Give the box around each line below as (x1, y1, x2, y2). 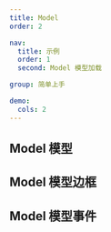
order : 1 (17, 55, 51, 65)
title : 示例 (17, 46, 61, 55)
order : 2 (9, 22, 43, 31)
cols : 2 (17, 105, 47, 114)
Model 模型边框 (9, 175, 97, 190)
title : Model (9, 13, 59, 23)
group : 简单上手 (9, 80, 66, 89)
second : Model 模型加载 (17, 64, 103, 73)
